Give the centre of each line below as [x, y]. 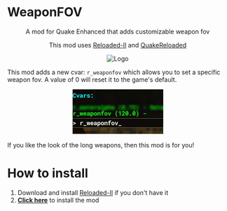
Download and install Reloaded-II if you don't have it [93, 192]
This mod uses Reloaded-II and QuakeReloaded [118, 45]
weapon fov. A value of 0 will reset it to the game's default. [92, 79]
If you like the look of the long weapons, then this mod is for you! [101, 145]
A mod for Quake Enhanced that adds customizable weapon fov [118, 31]
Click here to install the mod [58, 200]
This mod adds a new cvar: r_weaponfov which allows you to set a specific [114, 72]
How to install [48, 174]
